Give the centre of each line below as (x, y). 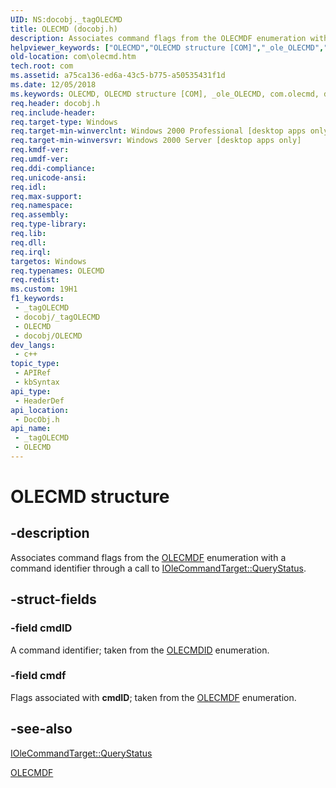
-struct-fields (53, 599)
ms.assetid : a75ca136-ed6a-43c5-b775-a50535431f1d (118, 76)
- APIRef (33, 373)
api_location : (40, 410)
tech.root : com (42, 66)
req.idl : (28, 187)
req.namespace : (42, 206)
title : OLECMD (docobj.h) (64, 29)
